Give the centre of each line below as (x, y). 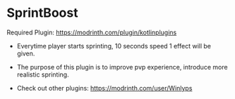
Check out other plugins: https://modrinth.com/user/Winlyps (104, 88)
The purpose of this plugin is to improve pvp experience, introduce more (122, 67)
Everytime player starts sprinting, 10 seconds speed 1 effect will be (114, 46)
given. (26, 53)
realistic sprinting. (43, 74)
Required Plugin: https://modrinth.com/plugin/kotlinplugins (92, 32)
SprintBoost (42, 13)
